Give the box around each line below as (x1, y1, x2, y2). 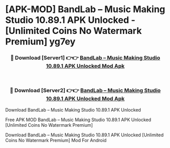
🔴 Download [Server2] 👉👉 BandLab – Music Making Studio (10, 87, 161, 94)
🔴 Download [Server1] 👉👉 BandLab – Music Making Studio (10, 54, 161, 61)
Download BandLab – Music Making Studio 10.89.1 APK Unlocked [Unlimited (5, 132, 164, 138)
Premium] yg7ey (5, 36, 76, 48)
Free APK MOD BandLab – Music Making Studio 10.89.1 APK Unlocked (5, 117, 151, 123)
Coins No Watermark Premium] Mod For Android (5, 137, 107, 143)
